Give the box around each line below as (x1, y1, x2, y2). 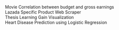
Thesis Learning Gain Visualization (5, 15, 74, 20)
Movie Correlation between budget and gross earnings (5, 4, 115, 10)
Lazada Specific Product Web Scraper (5, 9, 81, 15)
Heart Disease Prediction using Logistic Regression (5, 19, 107, 25)
